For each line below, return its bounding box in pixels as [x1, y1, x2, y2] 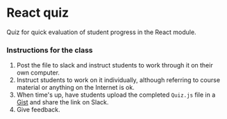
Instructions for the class [6, 45, 93, 55]
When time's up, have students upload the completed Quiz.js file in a [16, 90, 216, 99]
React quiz [6, 5, 69, 21]
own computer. [16, 68, 60, 77]
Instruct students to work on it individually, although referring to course [16, 76, 220, 84]
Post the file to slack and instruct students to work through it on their [16, 61, 213, 70]
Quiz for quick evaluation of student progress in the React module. [6, 28, 196, 36]
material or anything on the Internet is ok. [16, 84, 135, 92]
